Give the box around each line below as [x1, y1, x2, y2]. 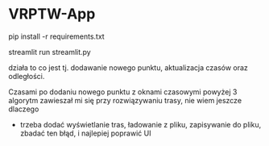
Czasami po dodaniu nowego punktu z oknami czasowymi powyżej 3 [8, 86, 238, 97]
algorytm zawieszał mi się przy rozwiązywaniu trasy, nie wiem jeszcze [8, 95, 242, 105]
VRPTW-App [8, 5, 96, 23]
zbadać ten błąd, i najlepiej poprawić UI [19, 128, 151, 138]
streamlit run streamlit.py [8, 47, 91, 56]
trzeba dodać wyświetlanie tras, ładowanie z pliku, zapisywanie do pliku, [19, 119, 262, 129]
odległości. [8, 71, 45, 81]
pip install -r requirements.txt [8, 31, 105, 41]
